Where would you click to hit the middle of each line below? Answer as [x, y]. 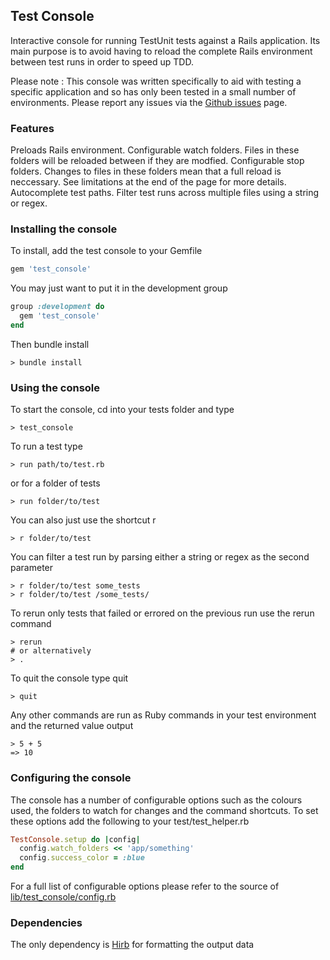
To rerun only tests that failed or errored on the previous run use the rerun [162, 613]
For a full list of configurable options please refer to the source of [145, 886]
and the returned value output [72, 726]
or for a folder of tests [55, 483]
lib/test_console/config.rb [63, 897]
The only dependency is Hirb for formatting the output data [132, 945]
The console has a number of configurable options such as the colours [156, 800]
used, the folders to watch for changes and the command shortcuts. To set [164, 810]
